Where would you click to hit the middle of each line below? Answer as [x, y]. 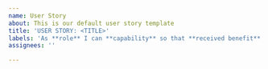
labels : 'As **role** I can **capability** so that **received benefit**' [136, 38]
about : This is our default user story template [91, 23]
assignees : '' [32, 46]
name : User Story [37, 16]
